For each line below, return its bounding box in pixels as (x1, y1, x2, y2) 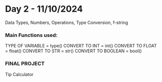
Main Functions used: (5, 32, 58, 39)
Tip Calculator (5, 71, 34, 77)
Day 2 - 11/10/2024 (5, 3, 83, 15)
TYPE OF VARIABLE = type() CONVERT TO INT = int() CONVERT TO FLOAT (5, 43, 157, 49)
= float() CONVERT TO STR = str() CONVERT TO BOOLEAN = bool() (5, 48, 142, 54)
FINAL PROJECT (5, 60, 45, 67)
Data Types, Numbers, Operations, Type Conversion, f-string (5, 20, 129, 25)
